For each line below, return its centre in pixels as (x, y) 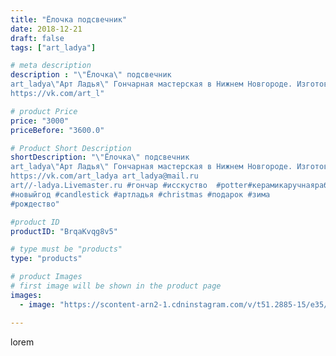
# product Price (44, 111)
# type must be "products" (66, 249)
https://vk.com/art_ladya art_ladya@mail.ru (104, 176)
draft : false (37, 38)
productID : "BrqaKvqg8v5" (64, 231)
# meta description (51, 66)
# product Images (46, 277)
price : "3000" (40, 121)
